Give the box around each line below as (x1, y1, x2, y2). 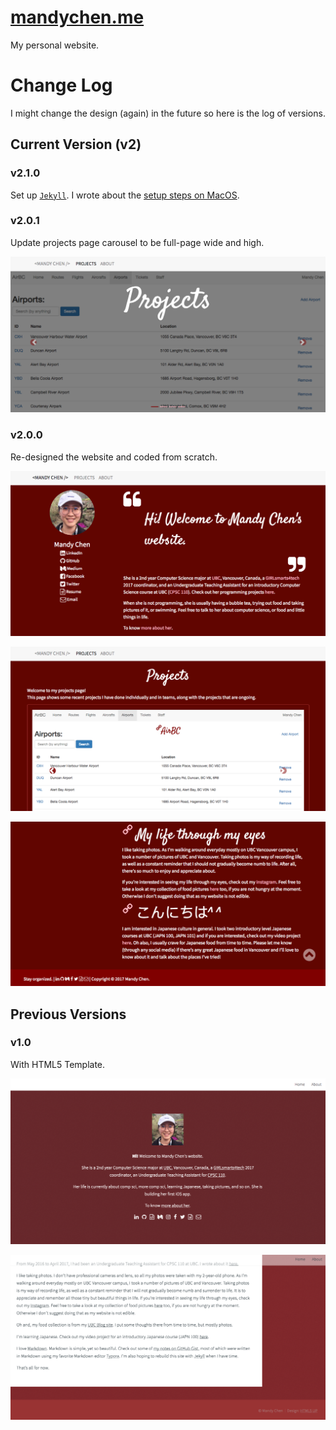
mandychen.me (10, 6, 145, 29)
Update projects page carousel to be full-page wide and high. (10, 236, 265, 248)
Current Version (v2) (10, 136, 142, 153)
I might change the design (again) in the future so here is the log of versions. (10, 107, 326, 119)
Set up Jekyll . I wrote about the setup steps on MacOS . (10, 189, 240, 201)
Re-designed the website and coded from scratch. (10, 451, 218, 463)
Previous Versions (10, 1006, 127, 1023)
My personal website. (10, 39, 100, 51)
